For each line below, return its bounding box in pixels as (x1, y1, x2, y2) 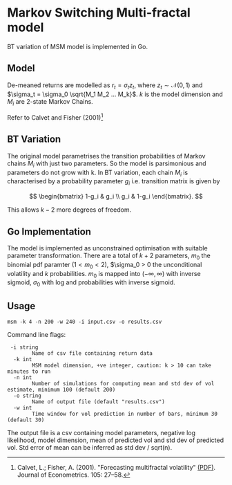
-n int (13, 374, 32, 381)
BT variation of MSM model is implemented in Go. (7, 42, 148, 51)
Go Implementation (7, 226, 92, 237)
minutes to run (7, 368, 51, 375)
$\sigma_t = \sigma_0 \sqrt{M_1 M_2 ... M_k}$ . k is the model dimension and (7, 90, 223, 98)
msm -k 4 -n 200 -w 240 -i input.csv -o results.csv (7, 318, 162, 326)
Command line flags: (7, 331, 66, 339)
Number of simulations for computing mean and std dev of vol (32, 381, 215, 387)
